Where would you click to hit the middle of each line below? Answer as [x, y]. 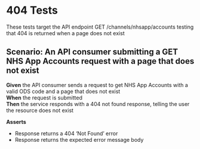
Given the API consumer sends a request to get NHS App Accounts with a [97, 85]
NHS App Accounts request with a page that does [100, 61]
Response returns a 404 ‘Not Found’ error [66, 133]
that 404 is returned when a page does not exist [65, 33]
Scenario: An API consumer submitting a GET [92, 52]
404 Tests [32, 10]
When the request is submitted [44, 97]
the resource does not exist [40, 110]
